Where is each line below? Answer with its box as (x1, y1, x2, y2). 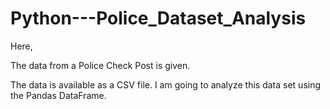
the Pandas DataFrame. (10, 89, 107, 101)
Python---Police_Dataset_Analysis (10, 7, 307, 30)
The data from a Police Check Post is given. (10, 59, 191, 71)
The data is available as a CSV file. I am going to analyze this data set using (10, 78, 322, 91)
